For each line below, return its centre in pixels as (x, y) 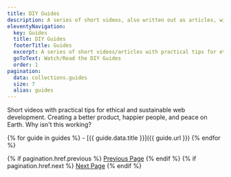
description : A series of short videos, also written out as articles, (112, 20)
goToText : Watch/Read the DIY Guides (67, 59)
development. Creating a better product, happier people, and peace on (107, 117)
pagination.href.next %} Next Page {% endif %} (75, 166)
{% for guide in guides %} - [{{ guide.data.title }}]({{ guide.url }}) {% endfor (114, 138)
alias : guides (33, 90)
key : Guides (31, 33)
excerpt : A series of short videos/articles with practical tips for (115, 52)
